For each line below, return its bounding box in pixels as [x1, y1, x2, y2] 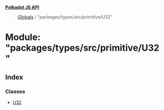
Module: [5, 32, 41, 43]
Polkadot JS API [5, 5, 39, 10]
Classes [5, 88, 26, 95]
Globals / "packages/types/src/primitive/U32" [17, 14, 113, 20]
